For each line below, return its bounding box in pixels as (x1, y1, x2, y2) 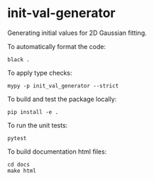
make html (7, 167, 37, 174)
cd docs (7, 161, 31, 168)
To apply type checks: (7, 68, 72, 77)
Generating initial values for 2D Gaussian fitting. (7, 28, 147, 37)
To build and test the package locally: (7, 95, 117, 103)
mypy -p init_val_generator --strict (7, 82, 119, 90)
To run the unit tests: (7, 121, 68, 129)
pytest (7, 134, 27, 142)
